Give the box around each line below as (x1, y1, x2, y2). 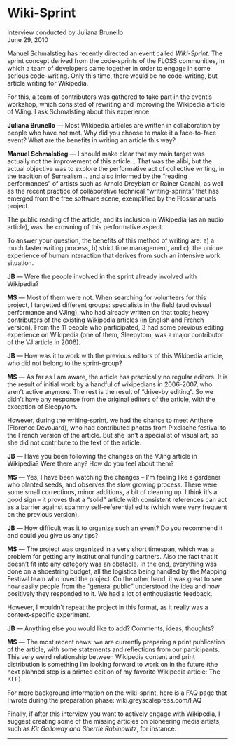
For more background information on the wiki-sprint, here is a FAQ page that (7, 689, 227, 697)
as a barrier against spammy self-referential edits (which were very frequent (7, 503, 227, 511)
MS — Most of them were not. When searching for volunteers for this (7, 293, 206, 301)
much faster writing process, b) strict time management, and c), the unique (7, 243, 224, 252)
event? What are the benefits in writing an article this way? (7, 135, 176, 144)
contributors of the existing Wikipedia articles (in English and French (7, 316, 204, 324)
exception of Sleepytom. (7, 402, 78, 411)
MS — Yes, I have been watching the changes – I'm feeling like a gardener (7, 473, 221, 481)
